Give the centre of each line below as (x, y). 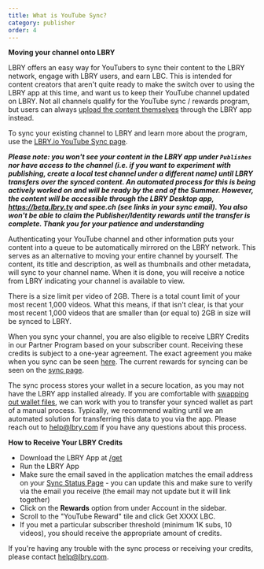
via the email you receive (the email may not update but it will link (125, 491)
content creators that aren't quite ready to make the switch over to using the (132, 84)
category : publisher (42, 23)
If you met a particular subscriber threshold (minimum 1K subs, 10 (126, 525)
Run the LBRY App (49, 467)
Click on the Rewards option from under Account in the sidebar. (123, 508)
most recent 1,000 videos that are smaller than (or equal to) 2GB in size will (130, 313)
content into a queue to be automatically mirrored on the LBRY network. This (132, 247)
